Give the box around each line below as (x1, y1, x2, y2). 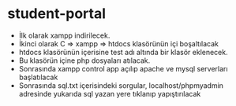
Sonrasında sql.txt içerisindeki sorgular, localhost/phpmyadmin (18, 80, 224, 90)
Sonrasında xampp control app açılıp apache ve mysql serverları (18, 64, 228, 73)
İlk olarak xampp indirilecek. (18, 31, 111, 40)
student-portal (7, 5, 107, 23)
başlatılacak (18, 72, 58, 82)
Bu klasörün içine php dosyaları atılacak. (18, 56, 151, 65)
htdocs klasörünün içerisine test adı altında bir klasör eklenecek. (18, 47, 228, 57)
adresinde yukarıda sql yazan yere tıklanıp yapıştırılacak (18, 89, 201, 98)
